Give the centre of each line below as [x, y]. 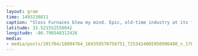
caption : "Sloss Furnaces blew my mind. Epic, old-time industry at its [97, 22]
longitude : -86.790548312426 [42, 33]
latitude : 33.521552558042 [39, 28]
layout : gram [22, 11]
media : [14, 38]
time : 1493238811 [27, 17]
